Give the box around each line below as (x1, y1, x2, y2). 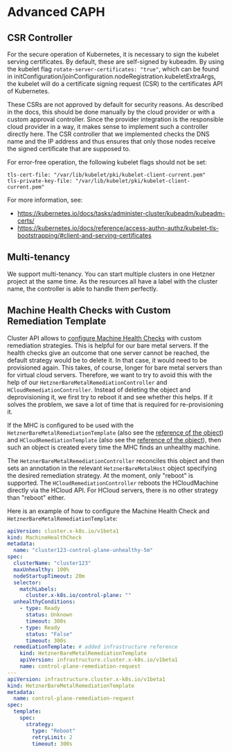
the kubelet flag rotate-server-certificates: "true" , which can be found (7, 65, 220, 73)
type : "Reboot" (32, 727, 76, 734)
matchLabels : (19, 585, 57, 593)
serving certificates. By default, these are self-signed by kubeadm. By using (7, 58, 224, 66)
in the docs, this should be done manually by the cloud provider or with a (7, 108, 215, 116)
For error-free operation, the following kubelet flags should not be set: (7, 158, 207, 166)
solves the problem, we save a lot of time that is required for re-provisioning (7, 400, 224, 408)
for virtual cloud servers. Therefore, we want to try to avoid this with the (7, 370, 213, 379)
